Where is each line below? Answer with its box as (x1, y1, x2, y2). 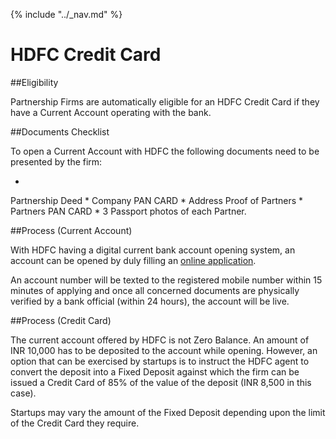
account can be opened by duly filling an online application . (10, 254, 257, 266)
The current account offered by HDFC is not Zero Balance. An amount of (10, 334, 310, 346)
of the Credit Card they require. (10, 417, 140, 429)
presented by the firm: (10, 155, 103, 168)
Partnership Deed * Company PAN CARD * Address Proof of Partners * (10, 194, 304, 206)
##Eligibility (10, 76, 59, 88)
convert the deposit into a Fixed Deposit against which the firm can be (10, 365, 300, 378)
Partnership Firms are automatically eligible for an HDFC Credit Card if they (10, 95, 320, 108)
